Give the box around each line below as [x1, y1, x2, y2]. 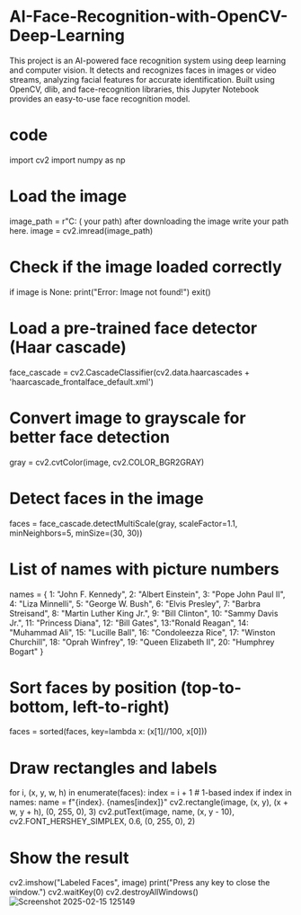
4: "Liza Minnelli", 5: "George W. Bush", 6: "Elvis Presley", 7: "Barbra [9, 598, 261, 609]
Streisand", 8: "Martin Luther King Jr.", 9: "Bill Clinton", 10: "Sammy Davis [9, 608, 279, 618]
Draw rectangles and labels [9, 758, 217, 778]
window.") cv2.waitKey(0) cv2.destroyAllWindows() [9, 887, 199, 898]
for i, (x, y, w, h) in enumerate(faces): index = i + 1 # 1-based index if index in [9, 787, 292, 798]
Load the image [9, 186, 128, 207]
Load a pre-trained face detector [9, 317, 258, 338]
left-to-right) [72, 697, 171, 716]
